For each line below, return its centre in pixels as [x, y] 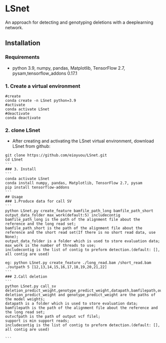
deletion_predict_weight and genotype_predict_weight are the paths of [80, 295]
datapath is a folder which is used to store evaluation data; [72, 304]
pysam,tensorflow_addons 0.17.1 [45, 73]
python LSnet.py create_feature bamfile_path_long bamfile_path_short [79, 211]
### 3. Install [21, 169]
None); [12, 237]
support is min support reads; [37, 321]
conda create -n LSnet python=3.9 [41, 100]
